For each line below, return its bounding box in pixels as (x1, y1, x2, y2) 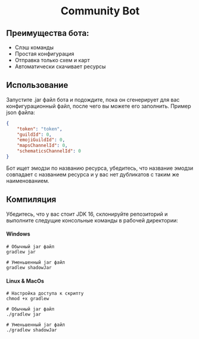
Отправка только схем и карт (14, 57, 91, 63)
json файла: (6, 109, 36, 116)
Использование (6, 80, 69, 90)
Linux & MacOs (6, 277, 45, 285)
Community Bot (60, 4, 140, 18)
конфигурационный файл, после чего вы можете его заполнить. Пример (6, 102, 191, 109)
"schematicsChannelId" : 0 (17, 148, 82, 154)
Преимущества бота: (6, 28, 89, 38)
